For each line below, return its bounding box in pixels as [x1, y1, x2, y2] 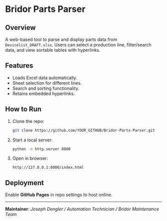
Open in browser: [12, 155, 48, 161]
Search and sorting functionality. [12, 85, 80, 91]
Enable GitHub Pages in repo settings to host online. [5, 192, 113, 198]
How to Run [5, 105, 42, 113]
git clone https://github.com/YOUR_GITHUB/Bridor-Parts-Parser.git [12, 128, 155, 133]
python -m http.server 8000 [12, 146, 71, 151]
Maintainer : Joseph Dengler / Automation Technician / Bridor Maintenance [5, 206, 160, 212]
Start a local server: [12, 137, 53, 143]
